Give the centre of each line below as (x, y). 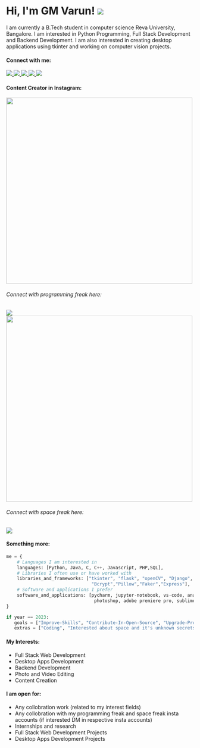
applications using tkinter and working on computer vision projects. (89, 46)
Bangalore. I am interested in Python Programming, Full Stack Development (98, 33)
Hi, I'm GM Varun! (51, 11)
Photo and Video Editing (44, 674)
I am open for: (24, 694)
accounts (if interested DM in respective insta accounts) (84, 719)
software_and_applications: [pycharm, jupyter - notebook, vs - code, (101, 596)
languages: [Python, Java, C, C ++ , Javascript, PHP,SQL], (90, 568)
